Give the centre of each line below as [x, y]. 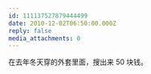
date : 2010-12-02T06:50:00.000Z [62, 23]
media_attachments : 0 [45, 38]
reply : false [30, 31]
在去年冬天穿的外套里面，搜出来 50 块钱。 [78, 62]
